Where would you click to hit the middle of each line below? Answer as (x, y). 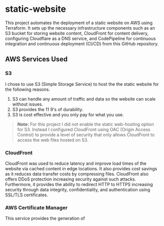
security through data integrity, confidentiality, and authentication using (78, 189)
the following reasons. (28, 89)
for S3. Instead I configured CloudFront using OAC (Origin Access (84, 129)
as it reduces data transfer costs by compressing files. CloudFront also (77, 174)
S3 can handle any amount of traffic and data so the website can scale (84, 99)
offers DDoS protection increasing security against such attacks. (71, 179)
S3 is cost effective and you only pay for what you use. (68, 114)
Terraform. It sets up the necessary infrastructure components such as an (80, 28)
